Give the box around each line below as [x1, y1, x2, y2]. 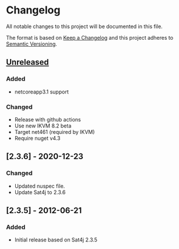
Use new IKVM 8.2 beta [14, 122, 72, 129]
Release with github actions [14, 116, 81, 123]
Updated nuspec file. [14, 182, 65, 189]
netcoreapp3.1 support [14, 88, 69, 95]
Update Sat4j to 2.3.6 [14, 188, 66, 196]
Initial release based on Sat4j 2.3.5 [14, 236, 98, 243]
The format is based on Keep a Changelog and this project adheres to [6, 34, 174, 41]
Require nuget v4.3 [14, 134, 61, 141]
